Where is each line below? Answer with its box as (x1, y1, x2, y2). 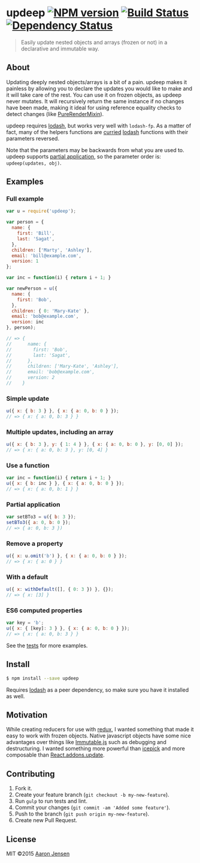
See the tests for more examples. (6, 642, 88, 649)
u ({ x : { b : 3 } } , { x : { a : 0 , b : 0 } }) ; (6, 408, 119, 414)
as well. (6, 692, 25, 700)
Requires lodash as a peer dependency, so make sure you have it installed (6, 686, 189, 694)
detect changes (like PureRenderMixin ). (6, 110, 104, 117)
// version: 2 (6, 374, 55, 381)
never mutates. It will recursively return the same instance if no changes (6, 97, 184, 105)
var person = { (6, 219, 44, 225)
